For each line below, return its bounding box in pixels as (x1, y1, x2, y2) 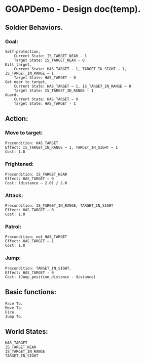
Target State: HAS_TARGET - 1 (14, 101, 76, 106)
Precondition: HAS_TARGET (5, 140, 58, 145)
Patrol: (5, 224, 22, 230)
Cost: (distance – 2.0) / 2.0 (5, 181, 68, 185)
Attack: (5, 192, 23, 199)
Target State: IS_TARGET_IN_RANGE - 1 (14, 88, 94, 93)
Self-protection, (5, 49, 41, 54)
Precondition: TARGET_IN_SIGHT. (5, 266, 72, 271)
